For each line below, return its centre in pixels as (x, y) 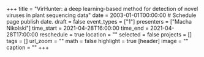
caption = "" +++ (28, 47)
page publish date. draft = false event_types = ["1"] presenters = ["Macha (99, 22)
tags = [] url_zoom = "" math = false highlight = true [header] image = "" (97, 41)
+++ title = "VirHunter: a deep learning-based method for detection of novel (102, 9)
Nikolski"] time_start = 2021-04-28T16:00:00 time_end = (77, 28)
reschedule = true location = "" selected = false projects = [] (115, 35)
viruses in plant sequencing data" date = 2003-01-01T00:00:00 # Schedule (101, 15)
